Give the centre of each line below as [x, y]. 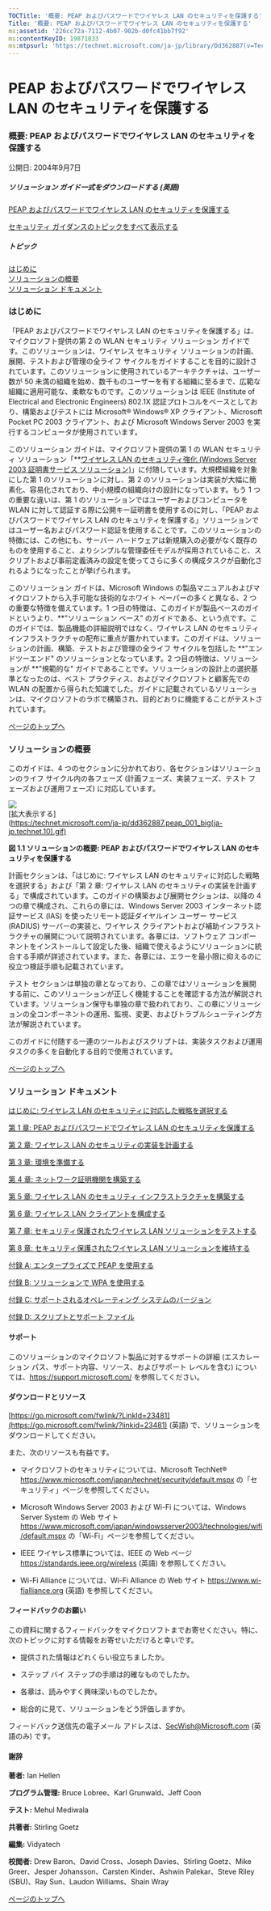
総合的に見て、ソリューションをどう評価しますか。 [104, 1709]
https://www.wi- [235, 1580]
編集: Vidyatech [34, 1845]
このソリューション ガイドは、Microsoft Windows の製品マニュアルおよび [131, 587]
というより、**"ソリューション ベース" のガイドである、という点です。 [133, 618]
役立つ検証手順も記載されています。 [68, 967]
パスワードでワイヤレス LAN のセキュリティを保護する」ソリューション [133, 519]
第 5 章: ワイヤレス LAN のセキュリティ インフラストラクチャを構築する [126, 1197]
